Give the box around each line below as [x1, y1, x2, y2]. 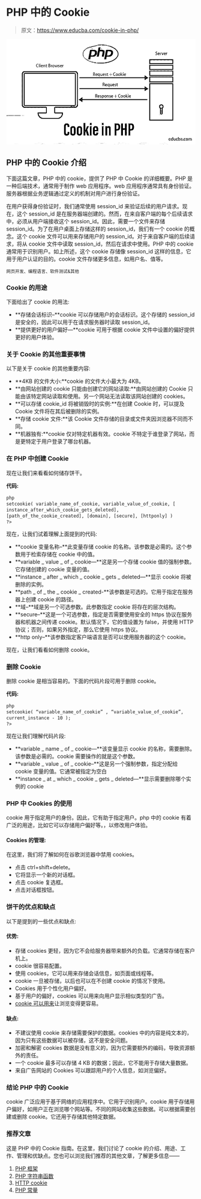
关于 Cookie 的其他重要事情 [6, 350, 86, 358]
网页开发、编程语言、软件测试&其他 [6, 268, 80, 274]
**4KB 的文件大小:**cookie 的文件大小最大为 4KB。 [14, 377, 144, 385]
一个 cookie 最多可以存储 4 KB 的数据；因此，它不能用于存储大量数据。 [14, 1059, 192, 1067]
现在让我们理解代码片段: [6, 732, 66, 739]
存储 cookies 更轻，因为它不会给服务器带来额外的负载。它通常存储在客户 [14, 947, 196, 954]
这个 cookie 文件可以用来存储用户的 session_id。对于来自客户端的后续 [16, 232, 190, 240]
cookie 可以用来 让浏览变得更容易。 [14, 1000, 102, 1007]
